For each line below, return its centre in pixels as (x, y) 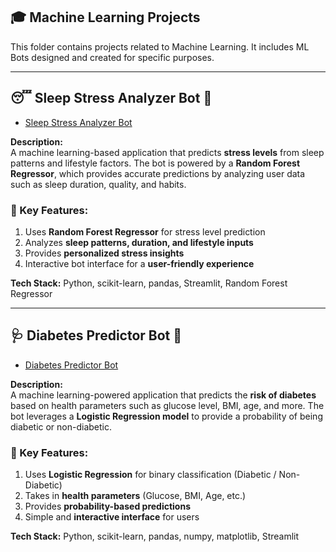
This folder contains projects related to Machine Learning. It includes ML (160, 46)
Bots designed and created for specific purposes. (112, 57)
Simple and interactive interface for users (112, 517)
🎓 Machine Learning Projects (105, 17)
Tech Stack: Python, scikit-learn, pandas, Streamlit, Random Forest (149, 283)
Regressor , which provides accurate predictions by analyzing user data (158, 173)
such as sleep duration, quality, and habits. (98, 184)
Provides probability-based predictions (107, 506)
